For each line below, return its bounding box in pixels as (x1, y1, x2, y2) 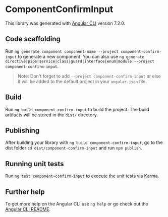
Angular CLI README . (5, 206, 51, 212)
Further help (5, 187, 45, 196)
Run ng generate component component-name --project (5, 48, 119, 54)
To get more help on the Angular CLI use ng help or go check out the (5, 201, 148, 207)
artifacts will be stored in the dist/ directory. (5, 112, 98, 118)
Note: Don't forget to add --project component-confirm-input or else (17, 73, 161, 79)
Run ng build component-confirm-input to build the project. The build (5, 106, 150, 112)
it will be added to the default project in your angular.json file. (17, 78, 147, 84)
